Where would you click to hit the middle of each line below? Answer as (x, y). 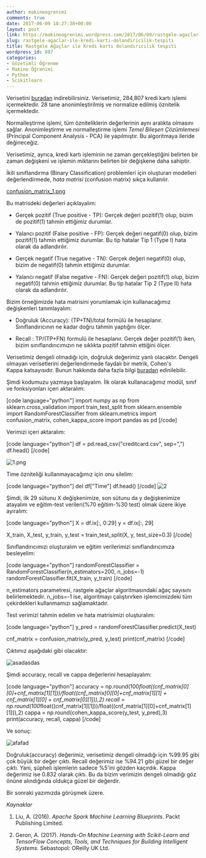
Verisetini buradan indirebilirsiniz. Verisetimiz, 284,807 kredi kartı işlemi (97, 98)
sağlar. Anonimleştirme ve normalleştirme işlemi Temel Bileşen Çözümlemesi (103, 130)
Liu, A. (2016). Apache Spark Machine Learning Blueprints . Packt (97, 817)
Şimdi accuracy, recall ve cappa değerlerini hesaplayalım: (79, 675)
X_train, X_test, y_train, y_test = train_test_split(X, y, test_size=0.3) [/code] (99, 535)
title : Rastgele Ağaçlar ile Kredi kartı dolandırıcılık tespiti (91, 47)
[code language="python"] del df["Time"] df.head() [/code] (81, 486)
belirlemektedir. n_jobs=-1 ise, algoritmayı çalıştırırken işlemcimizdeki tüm (99, 597)
